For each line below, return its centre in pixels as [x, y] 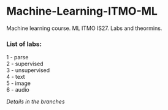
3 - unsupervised [28, 70]
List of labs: [24, 44]
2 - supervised [25, 64]
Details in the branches [36, 101]
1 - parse [17, 57]
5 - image [18, 83]
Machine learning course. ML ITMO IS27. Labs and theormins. [84, 28]
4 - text [16, 77]
